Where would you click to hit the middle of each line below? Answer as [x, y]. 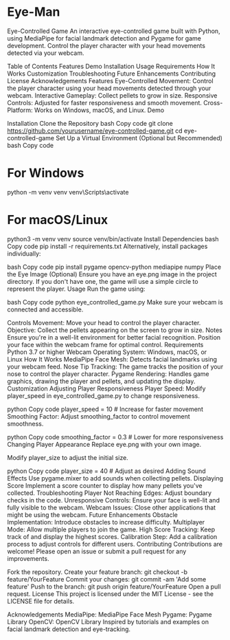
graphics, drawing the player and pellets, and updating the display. [101, 381]
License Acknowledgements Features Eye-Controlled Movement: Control [111, 80]
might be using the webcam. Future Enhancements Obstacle [93, 515]
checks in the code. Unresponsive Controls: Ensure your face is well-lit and [113, 500]
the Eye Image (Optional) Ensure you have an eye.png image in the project [112, 274]
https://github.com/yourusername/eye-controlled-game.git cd [95, 131]
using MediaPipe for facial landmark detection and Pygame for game [104, 38]
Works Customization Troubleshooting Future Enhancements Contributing [112, 74]
